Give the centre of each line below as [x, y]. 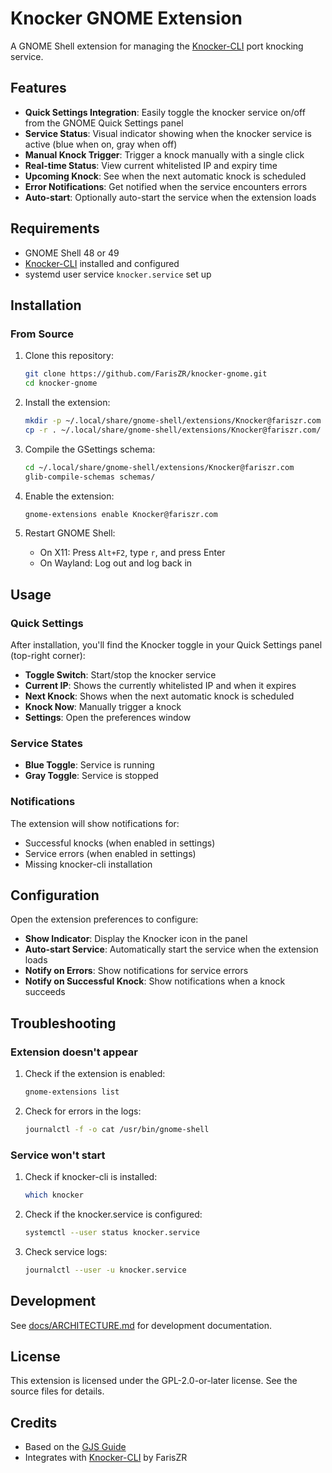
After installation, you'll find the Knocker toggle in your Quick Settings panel [166, 645]
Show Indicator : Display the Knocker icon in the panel [136, 939]
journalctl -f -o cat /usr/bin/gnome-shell [117, 1130]
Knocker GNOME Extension [126, 18]
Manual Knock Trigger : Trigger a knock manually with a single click [164, 154]
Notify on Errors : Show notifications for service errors [136, 971]
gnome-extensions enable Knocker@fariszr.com [121, 514]
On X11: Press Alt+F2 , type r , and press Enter [132, 553]
